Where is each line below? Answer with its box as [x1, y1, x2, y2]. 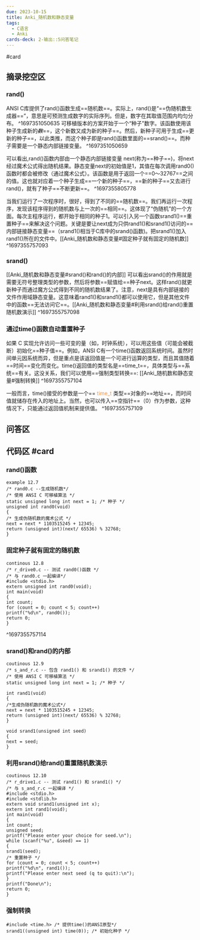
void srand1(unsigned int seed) [6, 728, 87, 734]
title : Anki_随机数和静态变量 [6, 14, 75, 20]
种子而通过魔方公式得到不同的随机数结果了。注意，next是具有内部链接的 [11, 286, 190, 293]
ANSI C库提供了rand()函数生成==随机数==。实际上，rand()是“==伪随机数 [6, 104, 187, 111]
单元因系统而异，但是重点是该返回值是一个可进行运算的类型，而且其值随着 [11, 355, 195, 362]
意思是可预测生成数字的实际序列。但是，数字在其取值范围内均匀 [30, 112, 188, 119]
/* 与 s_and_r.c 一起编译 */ [6, 785, 75, 791]
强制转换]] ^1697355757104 [14, 377, 82, 384]
